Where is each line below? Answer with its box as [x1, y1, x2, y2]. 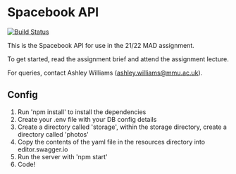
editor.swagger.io [17, 145, 68, 154]
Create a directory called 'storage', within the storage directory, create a [17, 123, 228, 131]
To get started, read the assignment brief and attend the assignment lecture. [7, 54, 229, 63]
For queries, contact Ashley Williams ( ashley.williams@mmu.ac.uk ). [7, 68, 203, 77]
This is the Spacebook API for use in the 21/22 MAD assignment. [7, 41, 195, 49]
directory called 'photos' [17, 130, 89, 138]
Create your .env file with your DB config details [17, 115, 157, 123]
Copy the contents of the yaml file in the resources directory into [17, 137, 206, 146]
